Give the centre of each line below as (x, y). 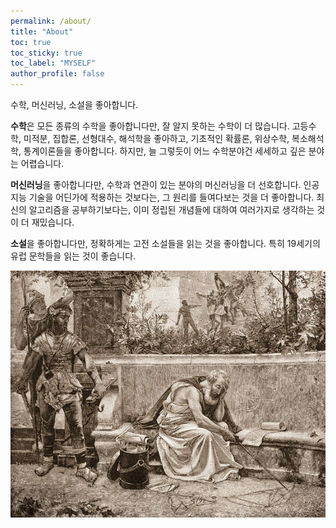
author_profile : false (57, 74)
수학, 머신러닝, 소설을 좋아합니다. (74, 104)
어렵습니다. (42, 163)
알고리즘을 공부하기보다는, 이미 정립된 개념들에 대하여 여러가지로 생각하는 (171, 209)
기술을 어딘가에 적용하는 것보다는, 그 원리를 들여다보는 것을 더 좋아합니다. (171, 197)
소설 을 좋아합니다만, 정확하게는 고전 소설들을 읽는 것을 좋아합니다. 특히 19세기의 (165, 243)
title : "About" (42, 31)
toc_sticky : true (46, 53)
